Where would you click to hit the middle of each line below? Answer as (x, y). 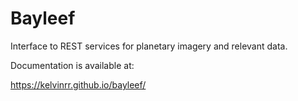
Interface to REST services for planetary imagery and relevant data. (149, 46)
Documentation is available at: (72, 65)
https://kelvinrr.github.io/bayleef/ (78, 84)
